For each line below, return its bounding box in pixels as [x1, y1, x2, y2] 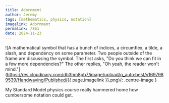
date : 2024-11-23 [5, 31, 42, 36]
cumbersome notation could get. [5, 92, 73, 98]
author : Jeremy [5, 12, 37, 17]
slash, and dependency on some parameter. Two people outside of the [5, 50, 152, 56]
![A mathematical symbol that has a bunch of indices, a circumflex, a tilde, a [5, 45, 163, 50]
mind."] [5, 66, 21, 72]
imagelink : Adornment [5, 21, 51, 27]
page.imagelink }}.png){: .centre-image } [72, 77, 157, 83]
